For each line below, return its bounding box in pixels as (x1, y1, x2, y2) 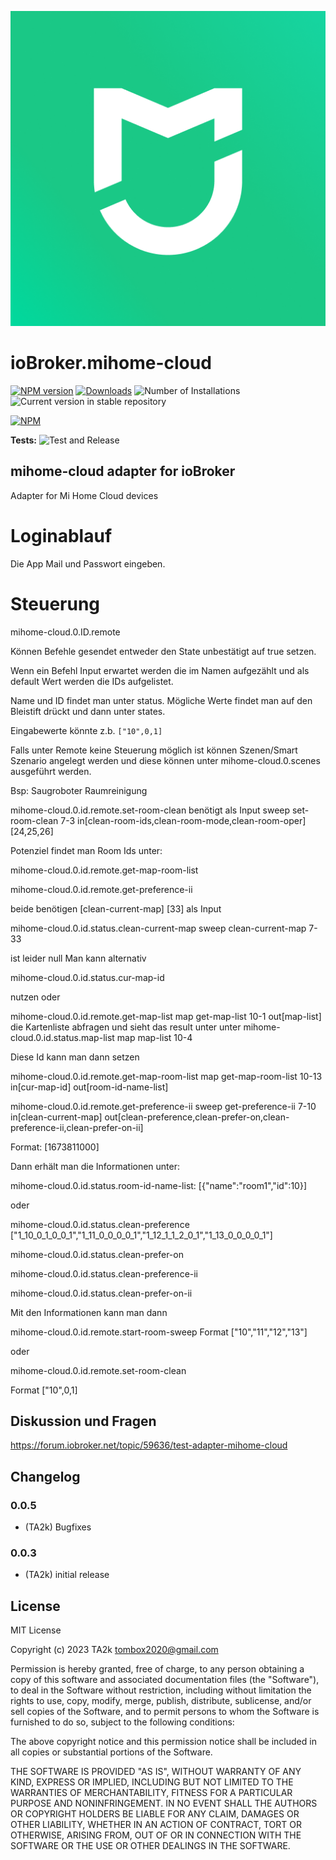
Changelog (10, 1468, 81, 1485)
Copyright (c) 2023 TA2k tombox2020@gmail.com (10, 1644, 219, 1656)
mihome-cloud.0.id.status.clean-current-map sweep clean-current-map (10, 922, 307, 934)
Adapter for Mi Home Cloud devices (10, 489, 159, 501)
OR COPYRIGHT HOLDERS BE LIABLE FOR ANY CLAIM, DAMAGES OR (10, 1808, 300, 1820)
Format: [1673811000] (10, 1141, 100, 1153)
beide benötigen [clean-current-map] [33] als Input (10, 902, 222, 915)
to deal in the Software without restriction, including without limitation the (10, 1684, 312, 1696)
